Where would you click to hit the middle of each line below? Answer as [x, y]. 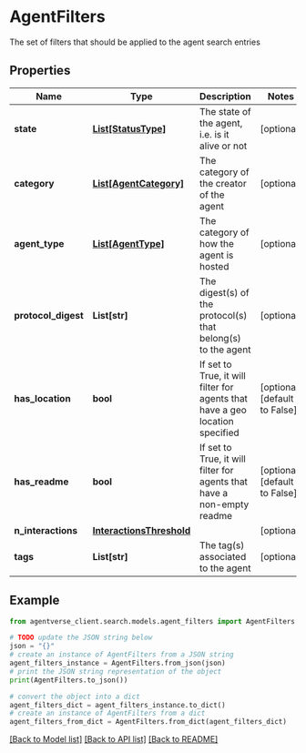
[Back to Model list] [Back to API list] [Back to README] [114, 739]
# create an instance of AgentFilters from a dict [107, 713]
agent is [216, 255]
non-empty [224, 504]
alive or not [223, 146]
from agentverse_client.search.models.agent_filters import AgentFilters [153, 621]
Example [35, 600]
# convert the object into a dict [75, 697]
